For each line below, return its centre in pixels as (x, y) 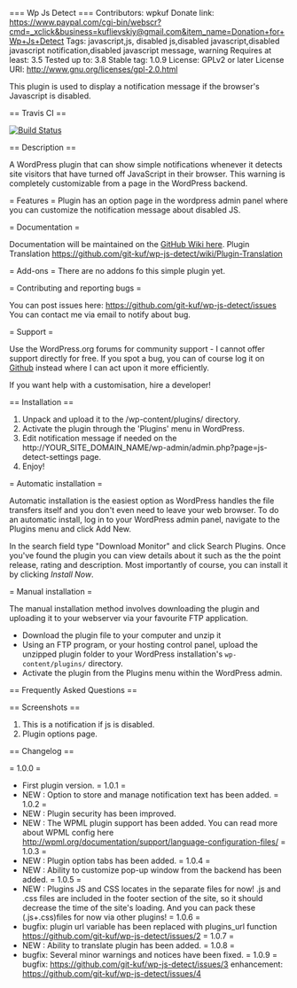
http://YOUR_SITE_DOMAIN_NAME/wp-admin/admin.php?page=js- (145, 447)
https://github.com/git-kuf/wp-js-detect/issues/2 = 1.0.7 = (128, 936)
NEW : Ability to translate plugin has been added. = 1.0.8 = (128, 945)
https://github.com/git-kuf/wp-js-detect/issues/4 (111, 973)
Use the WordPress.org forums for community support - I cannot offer (137, 349)
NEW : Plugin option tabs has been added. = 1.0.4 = (116, 860)
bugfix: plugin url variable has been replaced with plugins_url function (149, 926)
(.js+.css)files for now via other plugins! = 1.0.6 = (111, 917)
